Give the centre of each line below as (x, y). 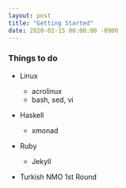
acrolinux (46, 91)
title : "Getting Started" (51, 23)
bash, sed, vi (52, 100)
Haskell (32, 115)
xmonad (45, 130)
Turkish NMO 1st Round (58, 177)
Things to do (33, 58)
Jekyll (41, 161)
